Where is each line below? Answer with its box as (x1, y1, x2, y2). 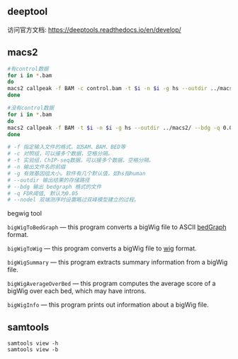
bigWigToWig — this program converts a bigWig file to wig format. (7, 244, 197, 253)
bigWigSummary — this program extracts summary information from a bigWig (7, 258, 228, 267)
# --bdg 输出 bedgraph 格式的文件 (7, 183, 102, 190)
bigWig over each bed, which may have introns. (7, 287, 147, 295)
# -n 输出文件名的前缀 (7, 163, 66, 170)
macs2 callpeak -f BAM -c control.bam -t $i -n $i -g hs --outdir (7, 85, 208, 92)
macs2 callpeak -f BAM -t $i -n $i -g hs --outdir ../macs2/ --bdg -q (7, 124, 220, 131)
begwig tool (7, 209, 42, 218)
